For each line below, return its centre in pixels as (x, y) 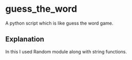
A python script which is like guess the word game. (59, 23)
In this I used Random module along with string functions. (66, 51)
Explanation (25, 39)
